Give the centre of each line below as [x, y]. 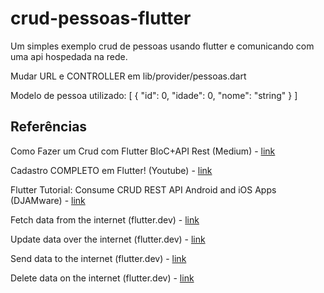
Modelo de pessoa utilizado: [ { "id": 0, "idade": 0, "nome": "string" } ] [154, 95]
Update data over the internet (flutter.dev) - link [108, 239]
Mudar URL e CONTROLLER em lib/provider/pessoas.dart [128, 76]
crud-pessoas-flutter [101, 18]
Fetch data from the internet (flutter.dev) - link [105, 219]
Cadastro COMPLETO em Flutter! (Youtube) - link [111, 170]
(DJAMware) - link [48, 200]
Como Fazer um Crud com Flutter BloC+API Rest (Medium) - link [143, 151]
